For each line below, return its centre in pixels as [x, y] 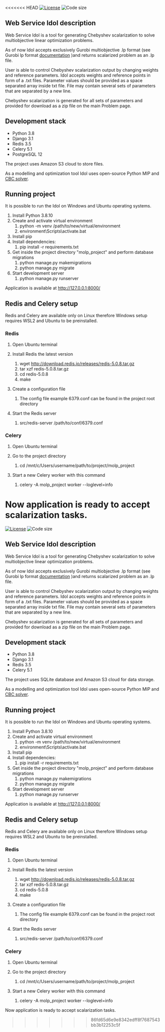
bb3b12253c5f [106, 1025]
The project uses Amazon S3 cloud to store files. [55, 164]
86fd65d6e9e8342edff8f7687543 [125, 1020]
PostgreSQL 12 [27, 154]
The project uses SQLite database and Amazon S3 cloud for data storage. [80, 680]
